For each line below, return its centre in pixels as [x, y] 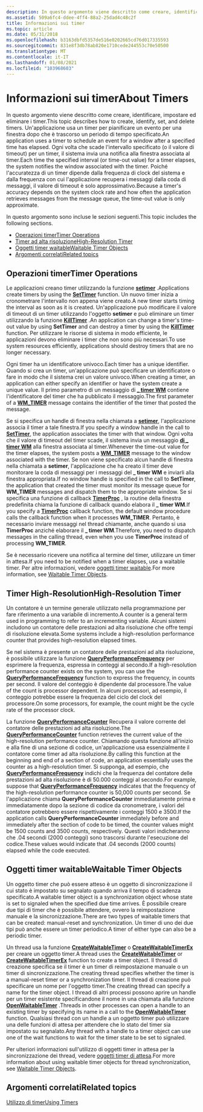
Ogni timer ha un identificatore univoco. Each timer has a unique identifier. [98, 364]
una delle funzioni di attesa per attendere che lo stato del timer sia [89, 1024]
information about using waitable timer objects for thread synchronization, [98, 1062]
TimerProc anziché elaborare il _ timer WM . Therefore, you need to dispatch [101, 530]
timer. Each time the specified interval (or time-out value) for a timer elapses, [101, 160]
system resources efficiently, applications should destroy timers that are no [100, 346]
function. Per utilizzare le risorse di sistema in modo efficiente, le [87, 333]
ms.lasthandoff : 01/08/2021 [42, 62]
